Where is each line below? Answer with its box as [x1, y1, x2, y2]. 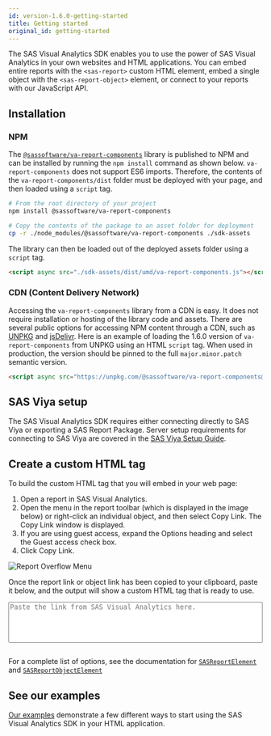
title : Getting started [8, 19, 89, 27]
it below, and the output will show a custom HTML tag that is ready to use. [8, 586, 255, 595]
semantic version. [8, 357, 68, 366]
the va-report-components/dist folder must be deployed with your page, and [8, 176, 263, 185]
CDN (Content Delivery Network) [8, 287, 140, 298]
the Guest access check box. [19, 537, 117, 547]
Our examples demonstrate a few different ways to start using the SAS [8, 710, 243, 720]
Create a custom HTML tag [8, 457, 146, 471]
